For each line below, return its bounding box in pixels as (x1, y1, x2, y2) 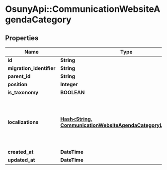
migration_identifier (7, 65, 56, 71)
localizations (7, 119, 39, 125)
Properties (5, 34, 39, 42)
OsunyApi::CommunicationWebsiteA (5, 3, 161, 15)
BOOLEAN (60, 89, 85, 96)
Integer (60, 81, 78, 88)
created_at (7, 149, 34, 155)
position (7, 81, 28, 88)
